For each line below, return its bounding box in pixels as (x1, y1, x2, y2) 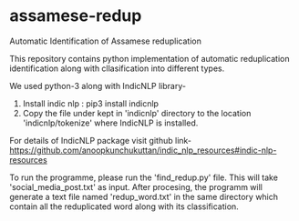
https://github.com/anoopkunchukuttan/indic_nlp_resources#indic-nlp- (9, 145, 277, 156)
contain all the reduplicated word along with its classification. (9, 201, 239, 212)
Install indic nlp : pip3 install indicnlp (22, 97, 160, 109)
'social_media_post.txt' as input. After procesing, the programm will (9, 181, 263, 192)
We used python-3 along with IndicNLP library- (9, 80, 187, 91)
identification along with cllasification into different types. (9, 63, 225, 74)
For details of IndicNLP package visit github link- (9, 135, 192, 146)
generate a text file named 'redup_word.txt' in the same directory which (9, 191, 279, 202)
